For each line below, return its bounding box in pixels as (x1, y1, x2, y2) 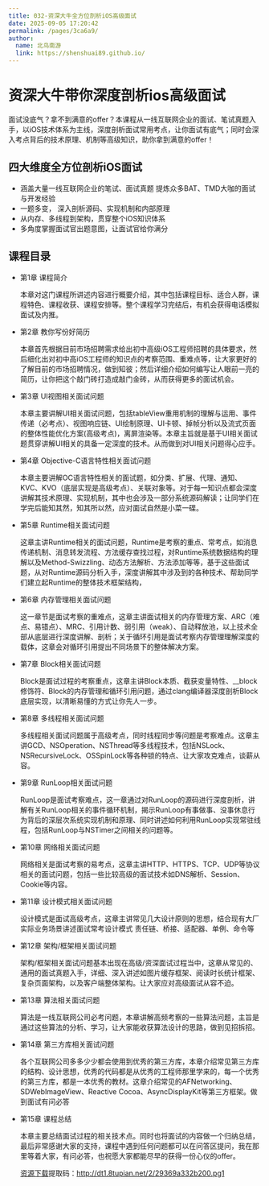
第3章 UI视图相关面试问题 (19, 391, 104, 401)
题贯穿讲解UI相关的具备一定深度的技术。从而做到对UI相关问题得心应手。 (19, 438, 260, 448)
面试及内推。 (19, 309, 63, 319)
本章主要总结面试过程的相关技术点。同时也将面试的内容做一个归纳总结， (19, 1130, 259, 1140)
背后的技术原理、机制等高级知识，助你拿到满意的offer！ (29, 134, 214, 144)
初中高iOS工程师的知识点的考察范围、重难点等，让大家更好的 (55, 353, 257, 363)
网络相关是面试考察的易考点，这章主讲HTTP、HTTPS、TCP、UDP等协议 (19, 859, 260, 869)
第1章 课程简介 (19, 272, 68, 282)
